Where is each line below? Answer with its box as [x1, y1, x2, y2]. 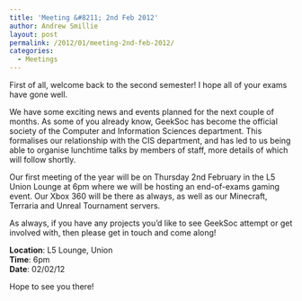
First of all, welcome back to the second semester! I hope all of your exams [9, 80, 288, 90]
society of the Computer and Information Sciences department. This [9, 126, 262, 136]
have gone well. [9, 89, 68, 100]
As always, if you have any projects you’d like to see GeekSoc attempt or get [9, 217, 293, 228]
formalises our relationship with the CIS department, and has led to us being [9, 136, 291, 146]
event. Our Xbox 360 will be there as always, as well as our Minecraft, [9, 190, 268, 201]
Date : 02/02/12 [9, 264, 66, 274]
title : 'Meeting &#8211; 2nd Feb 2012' [9, 13, 159, 22]
